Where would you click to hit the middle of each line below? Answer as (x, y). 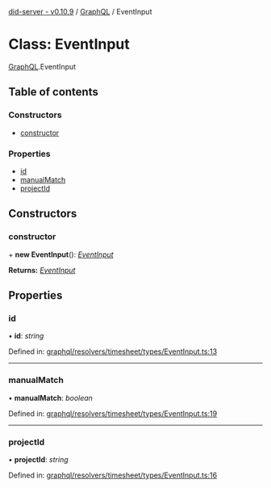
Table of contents (53, 92)
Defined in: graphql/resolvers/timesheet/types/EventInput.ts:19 (113, 413)
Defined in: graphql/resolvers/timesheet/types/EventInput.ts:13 (113, 351)
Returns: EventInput (42, 270)
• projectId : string (38, 459)
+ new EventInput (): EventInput (61, 255)
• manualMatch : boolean (50, 398)
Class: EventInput (69, 44)
